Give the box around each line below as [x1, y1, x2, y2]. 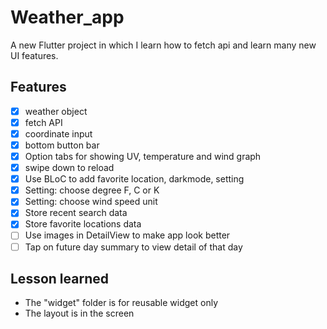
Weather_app [10, 6, 125, 29]
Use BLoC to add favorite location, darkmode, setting [24, 173, 245, 185]
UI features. [10, 49, 59, 61]
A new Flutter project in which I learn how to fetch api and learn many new [10, 39, 317, 51]
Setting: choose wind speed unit [24, 196, 158, 208]
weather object [24, 105, 88, 117]
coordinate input [24, 127, 93, 140]
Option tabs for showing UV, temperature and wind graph [24, 151, 262, 162]
